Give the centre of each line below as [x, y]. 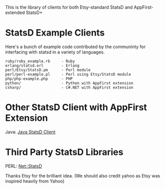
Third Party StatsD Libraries [64, 152]
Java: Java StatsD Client [30, 132]
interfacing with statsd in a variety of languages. [55, 52]
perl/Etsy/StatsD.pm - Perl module [48, 70]
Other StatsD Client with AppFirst [76, 108]
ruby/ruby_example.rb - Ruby [40, 61]
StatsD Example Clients [55, 33]
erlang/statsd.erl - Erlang [42, 65]
